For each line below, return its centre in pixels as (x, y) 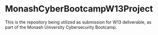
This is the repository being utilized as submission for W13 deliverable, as (78, 22)
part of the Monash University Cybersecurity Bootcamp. (61, 27)
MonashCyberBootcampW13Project (79, 9)
